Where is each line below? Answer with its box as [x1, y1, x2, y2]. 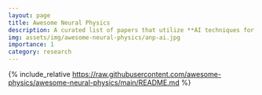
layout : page [8, 11, 51, 20]
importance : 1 [8, 41, 55, 49]
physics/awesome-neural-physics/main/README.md [8, 78, 180, 87]
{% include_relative [8, 70, 71, 79]
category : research [8, 48, 72, 56]
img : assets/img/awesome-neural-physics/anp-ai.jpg [8, 33, 180, 42]
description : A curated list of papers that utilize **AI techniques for [8, 26, 255, 34]
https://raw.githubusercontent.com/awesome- [71, 70, 222, 79]
